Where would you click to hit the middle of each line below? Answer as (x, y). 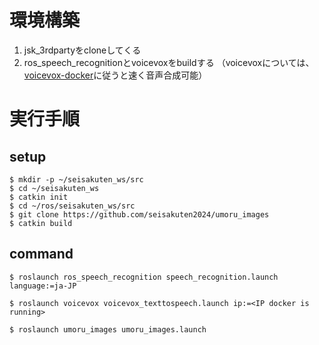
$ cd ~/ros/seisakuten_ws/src (72, 206)
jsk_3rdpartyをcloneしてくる (82, 50)
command (41, 254)
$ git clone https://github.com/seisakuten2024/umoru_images (139, 214)
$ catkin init (39, 197)
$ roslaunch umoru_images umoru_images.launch (108, 329)
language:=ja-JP (43, 286)
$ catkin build (41, 223)
